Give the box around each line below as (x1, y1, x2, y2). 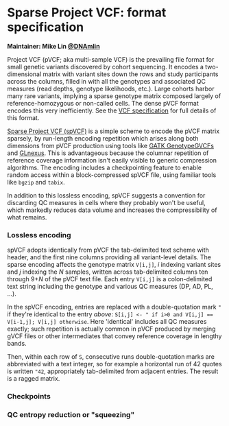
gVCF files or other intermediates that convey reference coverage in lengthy (7, 332, 222, 340)
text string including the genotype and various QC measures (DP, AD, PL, (7, 283, 214, 291)
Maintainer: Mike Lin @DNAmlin (7, 42, 101, 50)
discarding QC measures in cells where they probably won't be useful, (7, 198, 206, 206)
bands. (7, 340, 27, 348)
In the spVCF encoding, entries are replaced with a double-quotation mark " (7, 303, 221, 311)
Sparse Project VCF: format (7, 5, 167, 21)
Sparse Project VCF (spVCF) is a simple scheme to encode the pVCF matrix (7, 127, 220, 135)
